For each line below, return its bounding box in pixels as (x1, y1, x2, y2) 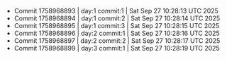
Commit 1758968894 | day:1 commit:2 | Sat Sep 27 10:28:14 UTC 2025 (13, 14, 221, 22)
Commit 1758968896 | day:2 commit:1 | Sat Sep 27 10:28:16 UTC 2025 (13, 29, 220, 37)
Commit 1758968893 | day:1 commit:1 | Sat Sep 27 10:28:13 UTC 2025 (13, 7, 218, 15)
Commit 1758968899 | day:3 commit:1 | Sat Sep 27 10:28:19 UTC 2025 (13, 44, 220, 52)
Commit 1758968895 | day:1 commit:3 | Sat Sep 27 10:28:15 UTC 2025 (13, 22, 220, 29)
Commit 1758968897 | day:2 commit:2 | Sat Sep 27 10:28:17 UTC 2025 (13, 37, 221, 45)
